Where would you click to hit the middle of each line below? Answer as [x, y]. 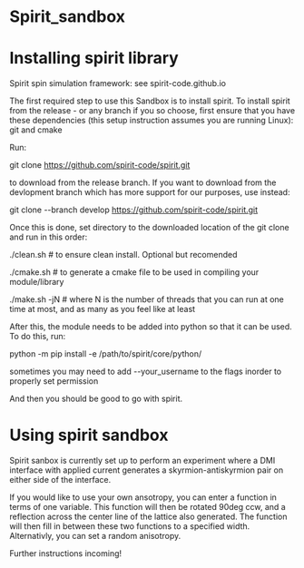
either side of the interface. [60, 480]
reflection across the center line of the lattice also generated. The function [148, 517]
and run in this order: [49, 237]
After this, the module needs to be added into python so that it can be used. [151, 327]
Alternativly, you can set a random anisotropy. [95, 536]
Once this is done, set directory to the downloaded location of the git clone [149, 228]
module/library [37, 282]
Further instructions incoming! [66, 553]
